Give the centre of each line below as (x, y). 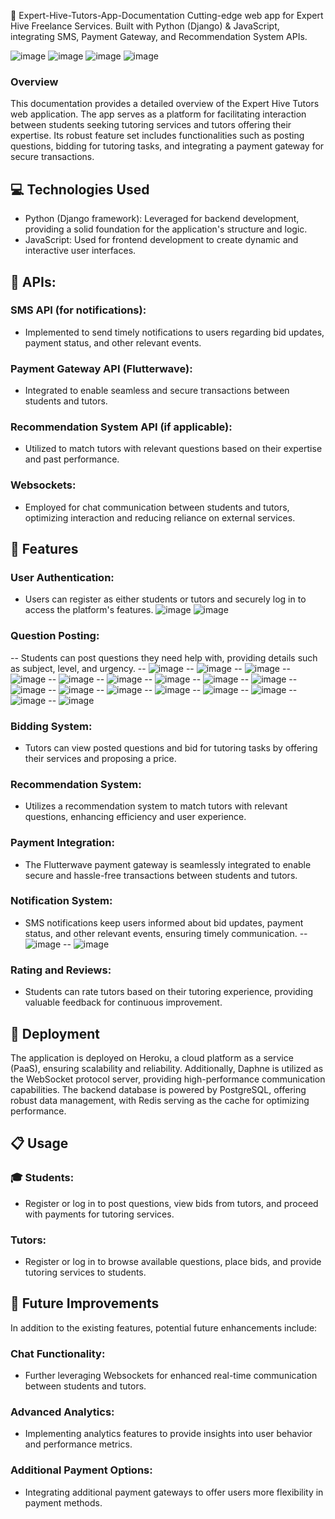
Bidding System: (51, 726)
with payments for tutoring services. (99, 1214)
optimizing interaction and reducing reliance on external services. (160, 517)
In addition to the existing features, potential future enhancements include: (164, 1327)
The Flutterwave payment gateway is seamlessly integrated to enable (168, 864)
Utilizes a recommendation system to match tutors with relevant (156, 806)
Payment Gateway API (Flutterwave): (101, 368)
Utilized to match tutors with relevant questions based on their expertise (173, 449)
